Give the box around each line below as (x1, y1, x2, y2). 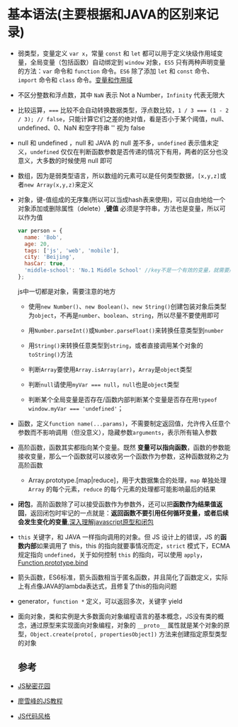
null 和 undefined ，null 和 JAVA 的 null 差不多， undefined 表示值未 (17, 138, 213, 147)
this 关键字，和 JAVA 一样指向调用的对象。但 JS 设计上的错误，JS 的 (17, 533, 221, 541)
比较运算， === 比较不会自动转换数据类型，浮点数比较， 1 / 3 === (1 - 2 (17, 106, 229, 114)
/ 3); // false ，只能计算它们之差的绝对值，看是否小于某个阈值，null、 (17, 114, 228, 123)
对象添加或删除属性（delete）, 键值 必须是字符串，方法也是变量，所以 (17, 204, 220, 213)
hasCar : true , (24, 260, 66, 267)
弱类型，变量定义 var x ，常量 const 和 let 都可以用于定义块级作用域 (17, 49, 217, 57)
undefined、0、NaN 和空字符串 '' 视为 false (17, 123, 145, 132)
